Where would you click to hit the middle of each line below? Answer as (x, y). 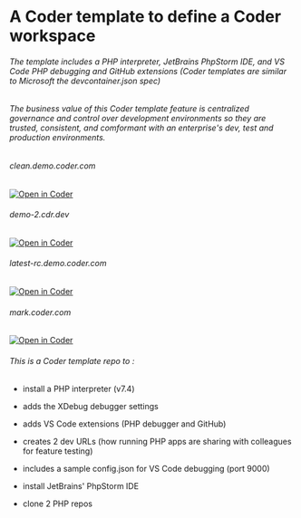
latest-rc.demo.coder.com (58, 264)
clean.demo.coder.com (53, 166)
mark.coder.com (40, 312)
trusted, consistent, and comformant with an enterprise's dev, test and (141, 128)
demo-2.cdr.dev (39, 215)
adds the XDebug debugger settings (90, 407)
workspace (53, 36)
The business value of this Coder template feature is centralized (129, 109)
